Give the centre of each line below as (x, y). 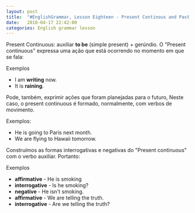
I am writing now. (36, 80)
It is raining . (29, 86)
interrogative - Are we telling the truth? (62, 204)
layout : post (22, 11)
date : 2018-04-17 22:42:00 (42, 22)
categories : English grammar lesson (51, 28)
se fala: (15, 57)
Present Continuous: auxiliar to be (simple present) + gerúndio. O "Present (96, 45)
